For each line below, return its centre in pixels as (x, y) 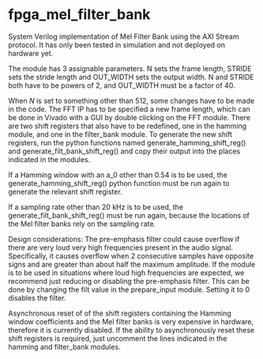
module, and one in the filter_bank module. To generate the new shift (120, 134)
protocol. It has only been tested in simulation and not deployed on (117, 44)
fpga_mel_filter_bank (79, 15)
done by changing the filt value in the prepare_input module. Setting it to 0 (129, 289)
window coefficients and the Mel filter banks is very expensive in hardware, (131, 321)
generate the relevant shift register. (65, 191)
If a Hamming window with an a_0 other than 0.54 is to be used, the (118, 175)
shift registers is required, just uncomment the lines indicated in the (118, 338)
